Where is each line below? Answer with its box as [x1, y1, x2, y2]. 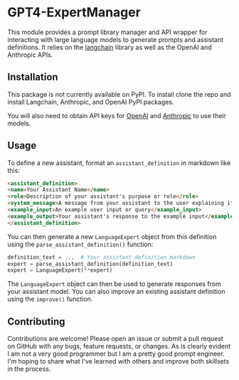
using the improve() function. [7, 295, 93, 303]
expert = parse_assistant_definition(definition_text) [7, 260, 174, 268]
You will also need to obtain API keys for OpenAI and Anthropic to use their [7, 111, 226, 120]
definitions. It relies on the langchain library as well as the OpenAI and [7, 43, 212, 51]
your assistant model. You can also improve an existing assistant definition [7, 287, 225, 296]
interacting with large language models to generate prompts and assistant [7, 35, 224, 43]
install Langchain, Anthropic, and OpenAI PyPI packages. [7, 97, 174, 106]
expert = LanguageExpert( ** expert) [7, 267, 113, 274]
